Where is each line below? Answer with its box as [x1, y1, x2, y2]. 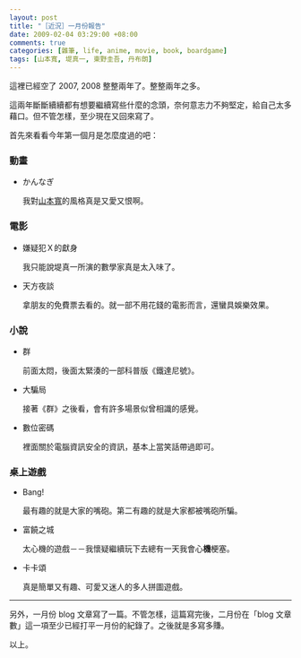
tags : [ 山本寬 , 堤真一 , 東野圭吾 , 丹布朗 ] [9, 55, 152, 64]
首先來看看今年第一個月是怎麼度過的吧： [9, 130, 159, 140]
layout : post [9, 13, 58, 22]
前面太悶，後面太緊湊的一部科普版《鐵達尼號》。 [21, 365, 200, 376]
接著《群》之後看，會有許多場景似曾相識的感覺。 [21, 403, 203, 413]
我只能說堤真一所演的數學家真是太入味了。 [21, 261, 180, 272]
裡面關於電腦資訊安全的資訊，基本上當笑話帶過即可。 [21, 441, 219, 452]
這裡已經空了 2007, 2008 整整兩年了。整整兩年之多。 [9, 81, 205, 91]
